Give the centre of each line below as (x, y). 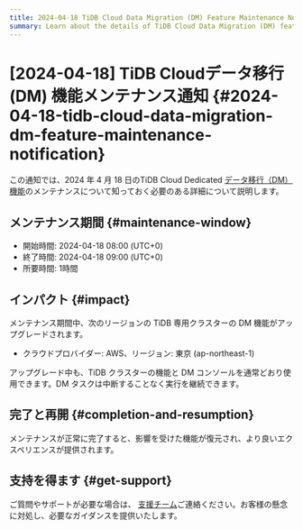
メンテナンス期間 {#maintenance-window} (131, 222)
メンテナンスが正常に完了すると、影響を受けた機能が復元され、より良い (143, 438)
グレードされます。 (52, 334)
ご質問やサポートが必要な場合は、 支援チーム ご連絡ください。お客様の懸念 (149, 504)
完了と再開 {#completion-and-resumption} (132, 415)
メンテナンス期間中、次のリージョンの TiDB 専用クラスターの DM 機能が (143, 323)
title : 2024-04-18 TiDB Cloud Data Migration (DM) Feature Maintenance (147, 18)
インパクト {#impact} (70, 300)
